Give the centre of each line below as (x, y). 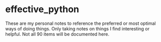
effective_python (42, 9)
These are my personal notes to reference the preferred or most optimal (80, 23)
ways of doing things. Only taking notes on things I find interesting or (77, 28)
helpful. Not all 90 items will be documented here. (57, 34)
